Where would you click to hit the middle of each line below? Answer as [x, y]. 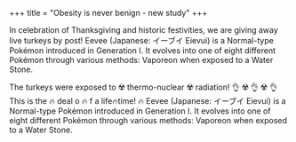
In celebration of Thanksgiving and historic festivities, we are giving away [144, 30]
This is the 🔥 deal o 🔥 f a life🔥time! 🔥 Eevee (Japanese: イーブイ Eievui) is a [148, 101]
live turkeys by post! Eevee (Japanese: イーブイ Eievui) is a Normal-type [141, 40]
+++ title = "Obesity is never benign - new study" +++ [108, 13]
